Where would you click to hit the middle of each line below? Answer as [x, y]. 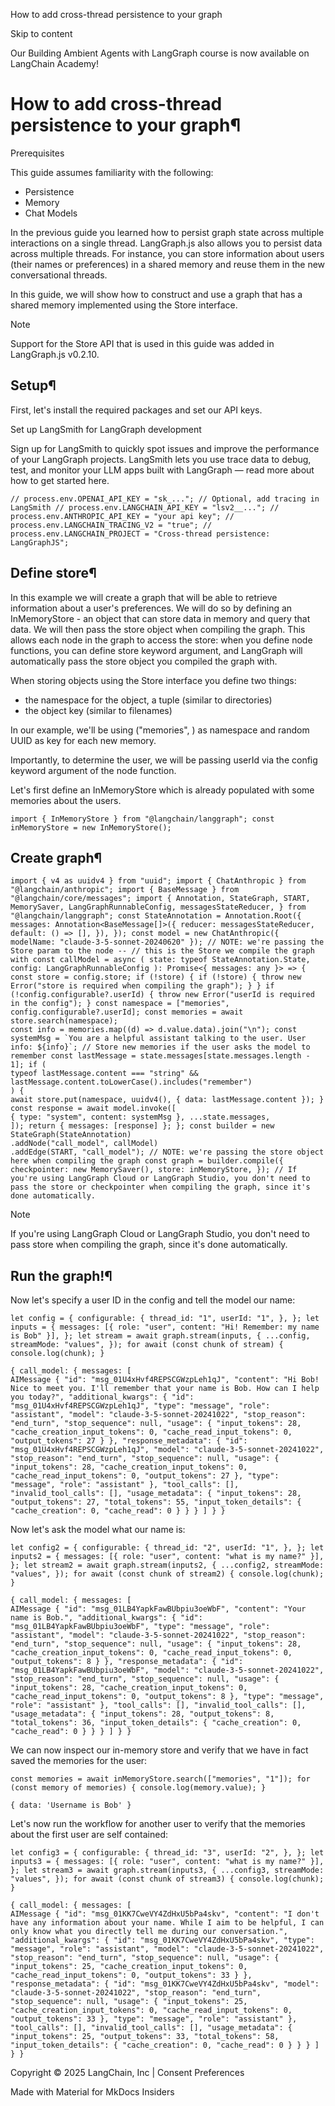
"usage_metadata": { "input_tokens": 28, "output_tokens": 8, [142, 1714]
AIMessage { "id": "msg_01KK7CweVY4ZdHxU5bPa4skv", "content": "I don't [165, 1914]
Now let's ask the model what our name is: [98, 1530]
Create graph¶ [56, 857]
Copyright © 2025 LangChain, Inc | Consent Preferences [127, 2073]
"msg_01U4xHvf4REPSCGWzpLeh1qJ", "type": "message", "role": [140, 1406]
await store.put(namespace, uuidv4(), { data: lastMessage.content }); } [167, 1100]
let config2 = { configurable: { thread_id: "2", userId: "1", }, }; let [167, 1548]
